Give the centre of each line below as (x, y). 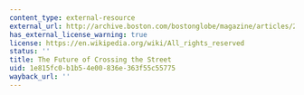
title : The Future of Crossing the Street (90, 60)
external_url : (36, 26)
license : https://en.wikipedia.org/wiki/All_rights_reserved (127, 43)
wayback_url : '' (40, 77)
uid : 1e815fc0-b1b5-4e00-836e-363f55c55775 (93, 69)
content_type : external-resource (72, 18)
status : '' (30, 52)
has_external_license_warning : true (78, 34)
